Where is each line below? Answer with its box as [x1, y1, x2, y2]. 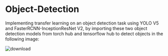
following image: [5, 36, 40, 42]
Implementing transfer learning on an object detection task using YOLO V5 [5, 20, 159, 26]
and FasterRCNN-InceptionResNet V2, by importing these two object [5, 25, 147, 31]
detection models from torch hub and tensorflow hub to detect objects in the [5, 30, 163, 36]
